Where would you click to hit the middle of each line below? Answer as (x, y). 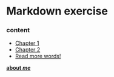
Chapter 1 (27, 43)
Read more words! (38, 56)
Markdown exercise (57, 11)
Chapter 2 (28, 50)
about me (18, 68)
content (18, 30)
